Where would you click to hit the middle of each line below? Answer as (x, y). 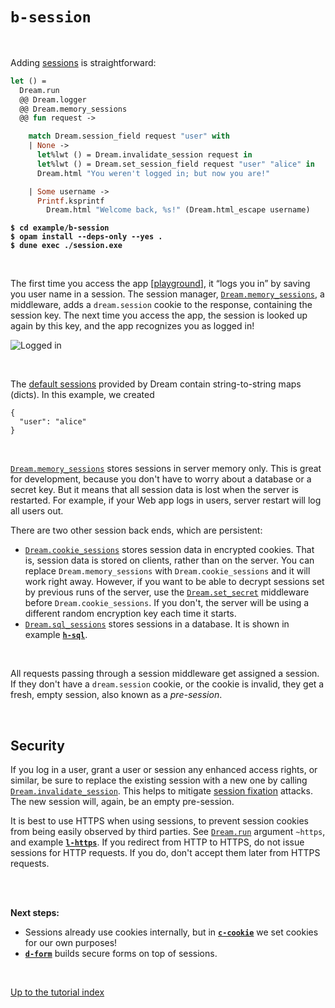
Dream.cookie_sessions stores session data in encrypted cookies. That (169, 550)
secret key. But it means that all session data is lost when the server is (154, 490)
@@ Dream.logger (53, 99)
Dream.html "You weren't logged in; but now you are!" (153, 173)
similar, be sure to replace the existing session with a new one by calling (159, 780)
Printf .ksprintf (70, 201)
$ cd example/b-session (60, 228)
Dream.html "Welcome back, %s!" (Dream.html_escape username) (178, 210)
